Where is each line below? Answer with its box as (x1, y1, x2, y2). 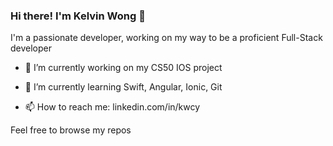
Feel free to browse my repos (10, 124, 132, 136)
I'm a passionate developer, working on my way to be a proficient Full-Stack (10, 32, 323, 44)
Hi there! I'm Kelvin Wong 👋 (10, 9, 146, 23)
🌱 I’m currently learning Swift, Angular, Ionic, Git (24, 81, 223, 93)
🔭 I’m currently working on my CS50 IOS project (24, 62, 223, 74)
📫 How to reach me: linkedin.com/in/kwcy (24, 101, 201, 113)
